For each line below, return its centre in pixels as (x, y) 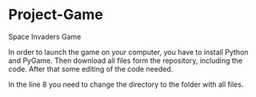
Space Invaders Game (45, 37)
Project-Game (56, 15)
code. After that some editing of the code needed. (91, 68)
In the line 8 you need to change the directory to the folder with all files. (126, 84)
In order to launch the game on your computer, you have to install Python (128, 52)
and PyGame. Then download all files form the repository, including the (126, 60)
